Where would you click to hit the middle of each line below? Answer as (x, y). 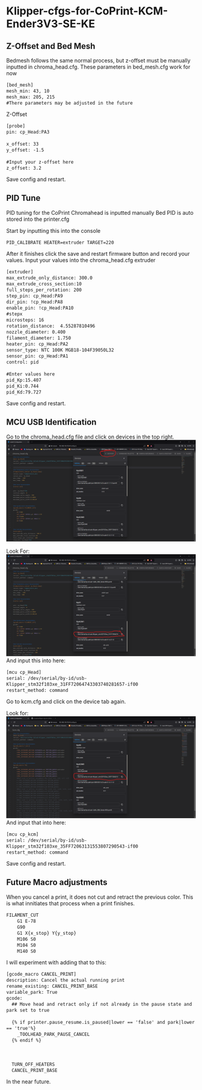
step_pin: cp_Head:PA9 (35, 296)
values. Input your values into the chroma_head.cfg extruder (81, 260)
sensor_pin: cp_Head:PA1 (37, 356)
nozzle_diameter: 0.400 (36, 332)
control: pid (23, 362)
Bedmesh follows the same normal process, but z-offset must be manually (98, 60)
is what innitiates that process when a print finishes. (71, 903)
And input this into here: (36, 660)
